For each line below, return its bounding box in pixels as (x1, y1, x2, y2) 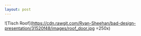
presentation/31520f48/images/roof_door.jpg (4, 25, 95, 31)
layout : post (4, 7, 31, 12)
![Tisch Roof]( (4, 20, 33, 26)
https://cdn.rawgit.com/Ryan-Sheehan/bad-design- (32, 20, 136, 26)
